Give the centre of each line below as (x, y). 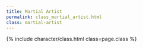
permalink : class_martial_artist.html (54, 17)
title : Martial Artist (34, 11)
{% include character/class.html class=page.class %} (72, 39)
